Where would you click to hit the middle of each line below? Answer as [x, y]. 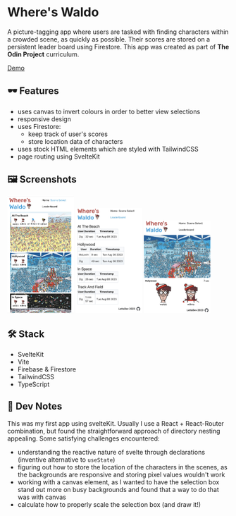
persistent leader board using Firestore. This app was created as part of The [118, 47]
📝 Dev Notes [35, 406]
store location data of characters [75, 141]
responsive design [44, 119]
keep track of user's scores [68, 134]
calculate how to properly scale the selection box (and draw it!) [109, 504]
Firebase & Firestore [46, 369]
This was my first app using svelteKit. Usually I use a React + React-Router [116, 423]
